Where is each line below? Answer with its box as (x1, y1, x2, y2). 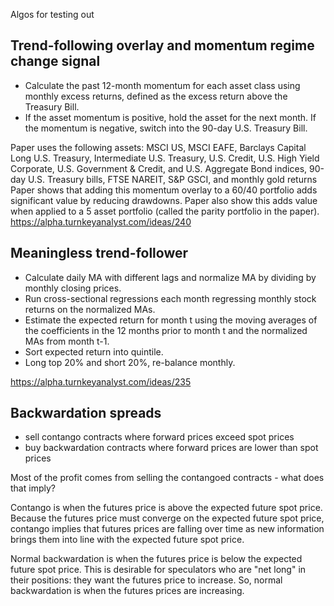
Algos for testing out (10, 9, 95, 20)
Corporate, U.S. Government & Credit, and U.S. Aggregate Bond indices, (10, 162, 308, 174)
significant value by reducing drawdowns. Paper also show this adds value (10, 194, 318, 206)
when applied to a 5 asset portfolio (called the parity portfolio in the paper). (10, 205, 320, 217)
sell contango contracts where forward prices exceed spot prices (24, 431, 295, 443)
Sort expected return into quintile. (24, 345, 164, 358)
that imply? (10, 482, 56, 494)
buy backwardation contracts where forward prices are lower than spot (24, 442, 319, 454)
